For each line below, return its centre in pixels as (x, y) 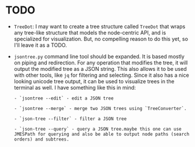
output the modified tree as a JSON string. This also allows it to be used (100, 69)
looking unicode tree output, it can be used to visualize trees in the (94, 81)
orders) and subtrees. (41, 139)
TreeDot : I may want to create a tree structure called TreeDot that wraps (100, 26)
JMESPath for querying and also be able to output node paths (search (102, 134)
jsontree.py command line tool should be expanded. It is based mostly (99, 56)
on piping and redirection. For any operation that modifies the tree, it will (101, 63)
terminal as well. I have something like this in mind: (75, 87)
